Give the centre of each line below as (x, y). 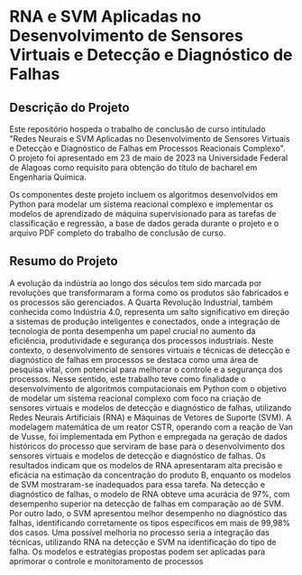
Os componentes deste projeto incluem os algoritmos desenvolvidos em (144, 195)
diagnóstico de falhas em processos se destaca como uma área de (134, 359)
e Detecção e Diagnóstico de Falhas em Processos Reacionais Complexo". (147, 148)
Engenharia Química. (48, 177)
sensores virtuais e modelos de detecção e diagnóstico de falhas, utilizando (151, 407)
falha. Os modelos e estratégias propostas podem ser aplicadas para (137, 552)
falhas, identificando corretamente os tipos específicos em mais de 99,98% (150, 523)
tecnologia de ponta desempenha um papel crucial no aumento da (133, 330)
